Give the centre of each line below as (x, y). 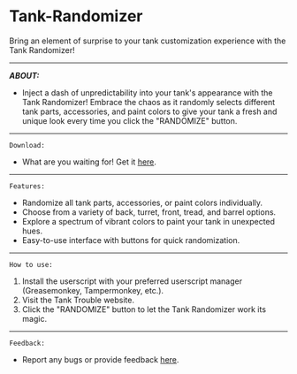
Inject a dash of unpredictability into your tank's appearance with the (147, 92)
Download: (27, 145)
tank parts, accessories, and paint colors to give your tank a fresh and (149, 111)
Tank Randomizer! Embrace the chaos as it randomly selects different (148, 102)
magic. (34, 318)
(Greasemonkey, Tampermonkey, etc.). (93, 290)
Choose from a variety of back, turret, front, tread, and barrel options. (149, 212)
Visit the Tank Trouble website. (78, 300)
